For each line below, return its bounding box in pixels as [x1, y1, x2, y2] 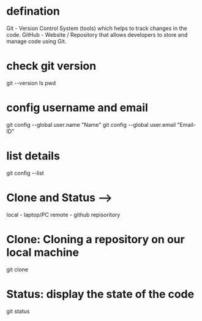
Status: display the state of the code [6, 287, 195, 301]
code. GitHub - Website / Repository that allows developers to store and [6, 31, 188, 38]
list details [6, 149, 60, 163]
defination [6, 4, 60, 18]
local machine [6, 245, 80, 259]
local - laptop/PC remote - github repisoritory [6, 211, 121, 218]
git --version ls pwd [6, 79, 56, 86]
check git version [6, 59, 97, 73]
